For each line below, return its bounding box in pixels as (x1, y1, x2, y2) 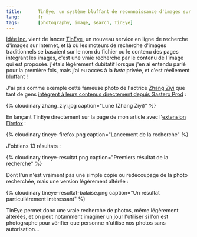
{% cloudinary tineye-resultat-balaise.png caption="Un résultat (6, 189, 160, 196)
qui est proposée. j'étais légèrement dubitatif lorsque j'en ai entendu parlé (6, 61, 186, 68)
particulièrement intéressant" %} (6, 195, 86, 203)
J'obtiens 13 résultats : (6, 142, 61, 150)
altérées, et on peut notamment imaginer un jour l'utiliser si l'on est (6, 213, 169, 221)
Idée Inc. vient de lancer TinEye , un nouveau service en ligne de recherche (6, 36, 188, 43)
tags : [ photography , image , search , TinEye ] (6, 19, 133, 25)
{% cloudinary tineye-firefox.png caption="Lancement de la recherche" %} (6, 131, 189, 138)
